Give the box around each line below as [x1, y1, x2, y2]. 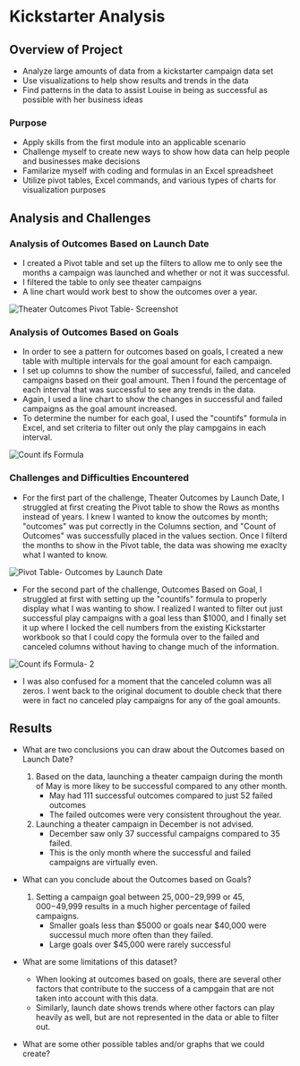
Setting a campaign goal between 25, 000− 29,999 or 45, [35, 891, 244, 902]
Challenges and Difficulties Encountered [9, 472, 190, 485]
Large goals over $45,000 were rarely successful [48, 939, 231, 950]
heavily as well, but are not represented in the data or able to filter [35, 1012, 279, 1023]
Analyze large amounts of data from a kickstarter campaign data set [21, 65, 274, 76]
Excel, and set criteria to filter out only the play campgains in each [21, 423, 267, 434]
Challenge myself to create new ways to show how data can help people [21, 146, 290, 158]
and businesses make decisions [21, 156, 141, 167]
